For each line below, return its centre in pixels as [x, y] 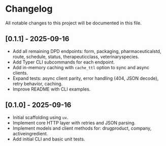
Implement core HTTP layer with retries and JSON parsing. [74, 123]
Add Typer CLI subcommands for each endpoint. [64, 62]
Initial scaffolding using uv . [40, 117]
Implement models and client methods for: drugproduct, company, [82, 128]
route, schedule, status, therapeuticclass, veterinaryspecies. [76, 56]
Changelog [29, 9]
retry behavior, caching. [38, 83]
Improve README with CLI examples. [52, 89]
